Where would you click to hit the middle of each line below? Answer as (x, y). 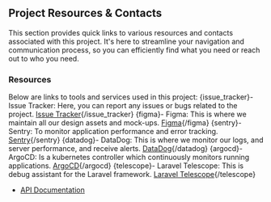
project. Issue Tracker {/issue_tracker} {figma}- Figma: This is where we (127, 114)
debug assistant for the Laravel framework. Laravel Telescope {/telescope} (132, 175)
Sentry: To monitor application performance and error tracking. (113, 132)
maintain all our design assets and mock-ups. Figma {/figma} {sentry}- (125, 123)
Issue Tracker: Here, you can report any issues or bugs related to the (123, 106)
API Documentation (52, 190)
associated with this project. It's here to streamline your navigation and (127, 41)
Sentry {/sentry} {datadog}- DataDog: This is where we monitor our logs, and (136, 140)
